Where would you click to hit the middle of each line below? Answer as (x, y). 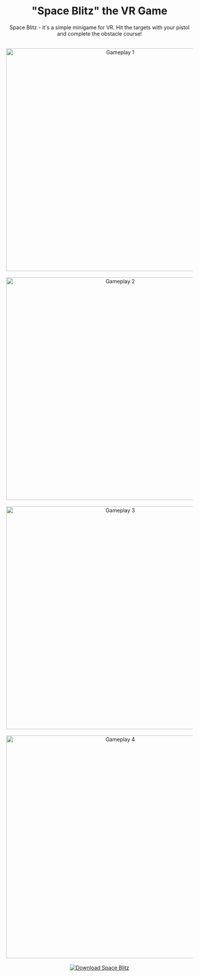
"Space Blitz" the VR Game (99, 11)
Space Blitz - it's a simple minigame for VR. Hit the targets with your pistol (99, 27)
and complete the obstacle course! (99, 33)
